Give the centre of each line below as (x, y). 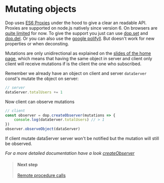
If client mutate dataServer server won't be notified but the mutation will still (82, 139)
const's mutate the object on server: (42, 78)
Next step (27, 164)
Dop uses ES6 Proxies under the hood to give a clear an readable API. (76, 23)
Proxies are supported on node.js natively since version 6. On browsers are (81, 28)
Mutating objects (41, 9)
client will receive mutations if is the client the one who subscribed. (73, 64)
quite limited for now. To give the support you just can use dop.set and (77, 33)
